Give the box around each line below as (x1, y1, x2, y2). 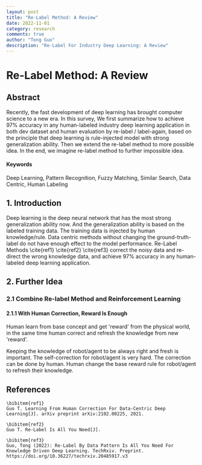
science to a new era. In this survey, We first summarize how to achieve (6, 115, 185, 122)
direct (6, 252, 21, 260)
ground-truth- (156, 233, 192, 240)
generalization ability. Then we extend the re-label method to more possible (6, 140, 195, 148)
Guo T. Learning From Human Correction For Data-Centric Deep (6, 406, 166, 412)
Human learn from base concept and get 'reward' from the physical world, (6, 323, 191, 330)
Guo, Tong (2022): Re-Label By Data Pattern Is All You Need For (6, 443, 174, 449)
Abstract (6, 92, 40, 103)
